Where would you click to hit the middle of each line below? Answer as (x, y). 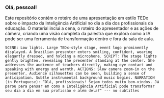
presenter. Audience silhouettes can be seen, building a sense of (76, 73)
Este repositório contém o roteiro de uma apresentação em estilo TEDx (77, 18)
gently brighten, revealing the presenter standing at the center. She (80, 61)
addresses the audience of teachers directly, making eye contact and (79, 65)
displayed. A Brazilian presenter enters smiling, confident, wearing (79, 52)
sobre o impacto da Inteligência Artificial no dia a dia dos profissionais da (79, 23)
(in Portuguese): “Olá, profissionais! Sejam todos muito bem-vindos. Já (82, 82)
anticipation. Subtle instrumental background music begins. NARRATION (80, 78)
